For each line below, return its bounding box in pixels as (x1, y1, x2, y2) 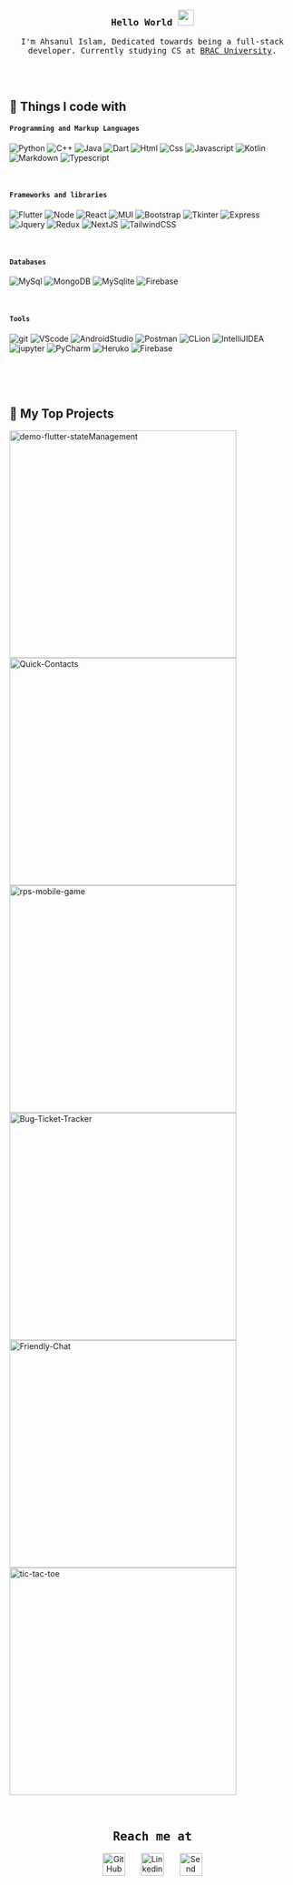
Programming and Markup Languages (9, 124, 141, 134)
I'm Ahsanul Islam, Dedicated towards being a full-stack (21, 36, 284, 47)
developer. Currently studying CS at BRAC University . (27, 45, 278, 56)
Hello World (110, 16, 173, 28)
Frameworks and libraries (9, 191, 107, 200)
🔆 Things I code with (9, 98, 127, 114)
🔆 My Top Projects (9, 406, 114, 421)
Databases (9, 257, 47, 267)
